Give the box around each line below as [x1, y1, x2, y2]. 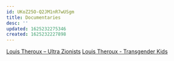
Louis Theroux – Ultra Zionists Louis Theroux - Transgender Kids [6, 48, 168, 55]
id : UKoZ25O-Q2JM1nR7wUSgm [6, 8, 75, 15]
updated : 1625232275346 [6, 25, 67, 32]
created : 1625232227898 [6, 31, 67, 37]
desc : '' [6, 20, 28, 26]
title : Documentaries [6, 14, 61, 21]
